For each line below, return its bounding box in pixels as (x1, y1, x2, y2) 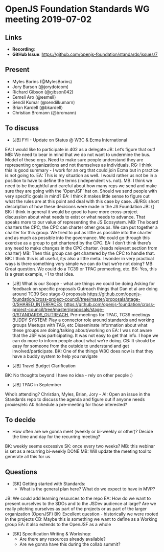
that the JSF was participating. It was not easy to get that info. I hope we (12, 332, 159, 338)
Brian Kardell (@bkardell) (12, 104, 63, 110)
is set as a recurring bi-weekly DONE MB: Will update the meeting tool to (5, 448, 152, 454)
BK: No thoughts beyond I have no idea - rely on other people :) (5, 372, 133, 378)
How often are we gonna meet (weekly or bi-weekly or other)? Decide (12, 429, 153, 435)
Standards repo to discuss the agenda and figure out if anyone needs (5, 396, 145, 402)
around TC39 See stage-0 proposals (12, 291, 87, 297)
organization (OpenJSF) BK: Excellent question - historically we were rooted (5, 511, 159, 517)
